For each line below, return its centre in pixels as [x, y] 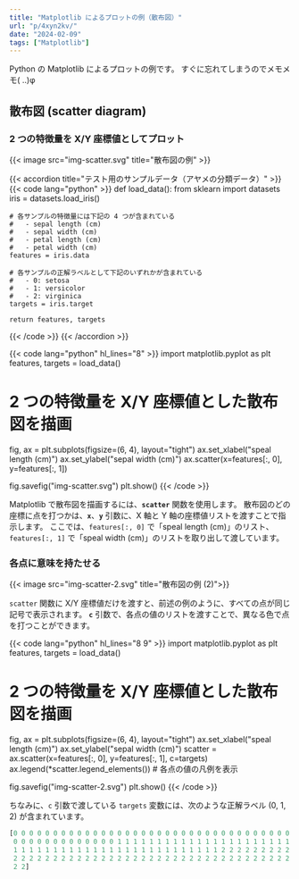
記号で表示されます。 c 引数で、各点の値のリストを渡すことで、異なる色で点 [149, 615]
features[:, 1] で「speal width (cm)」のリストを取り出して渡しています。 [147, 538]
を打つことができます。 [52, 625]
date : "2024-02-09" [46, 34]
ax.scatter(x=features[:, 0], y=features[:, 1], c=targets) [108, 758]
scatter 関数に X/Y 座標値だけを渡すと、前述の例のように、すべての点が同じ [150, 603]
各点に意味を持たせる [55, 563]
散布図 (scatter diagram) [78, 111]
